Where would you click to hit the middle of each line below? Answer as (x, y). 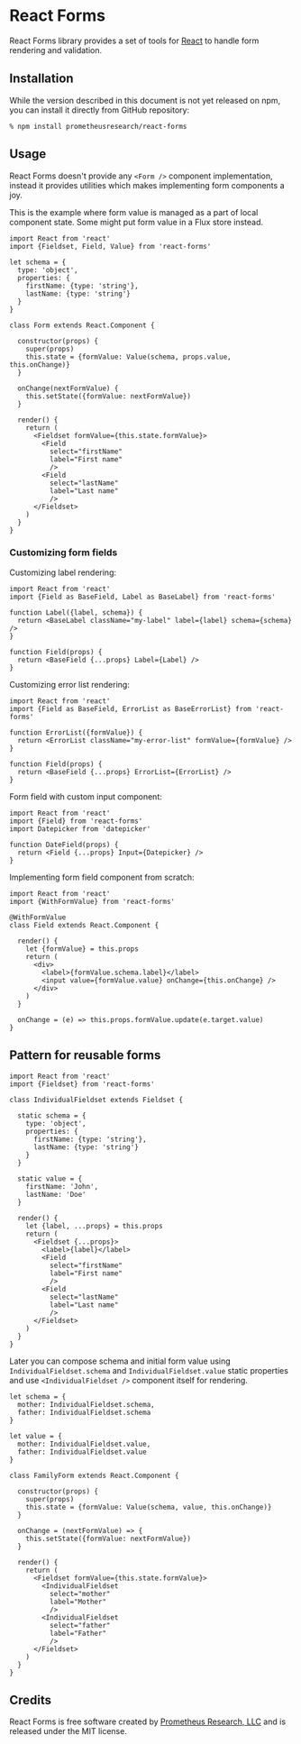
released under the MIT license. (68, 1731)
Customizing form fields (64, 552)
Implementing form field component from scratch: (102, 877)
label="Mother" (78, 1602)
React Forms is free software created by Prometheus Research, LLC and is (148, 1721)
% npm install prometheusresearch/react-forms (98, 126)
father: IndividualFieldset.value (82, 1452)
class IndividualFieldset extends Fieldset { (96, 1100)
